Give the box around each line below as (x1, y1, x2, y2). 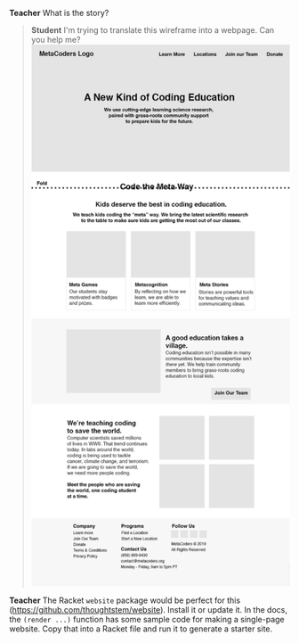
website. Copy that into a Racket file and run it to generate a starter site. (9, 623, 273, 634)
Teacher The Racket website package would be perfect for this (9, 595, 241, 606)
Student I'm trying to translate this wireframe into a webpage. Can (30, 25, 275, 35)
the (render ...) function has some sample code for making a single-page (9, 614, 285, 625)
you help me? (30, 35, 81, 45)
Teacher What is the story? (9, 8, 109, 18)
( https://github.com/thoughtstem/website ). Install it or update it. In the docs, (9, 605, 287, 615)
